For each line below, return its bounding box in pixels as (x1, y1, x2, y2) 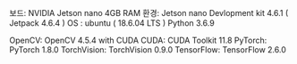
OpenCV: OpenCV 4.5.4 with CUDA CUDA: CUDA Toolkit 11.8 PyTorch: (9, 35, 267, 45)
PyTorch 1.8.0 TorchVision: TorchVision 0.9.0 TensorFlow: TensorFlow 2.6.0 (9, 44, 286, 55)
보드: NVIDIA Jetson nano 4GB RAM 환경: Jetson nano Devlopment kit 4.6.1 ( (9, 8, 289, 18)
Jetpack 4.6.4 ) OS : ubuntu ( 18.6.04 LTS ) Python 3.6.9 (9, 18, 215, 28)
